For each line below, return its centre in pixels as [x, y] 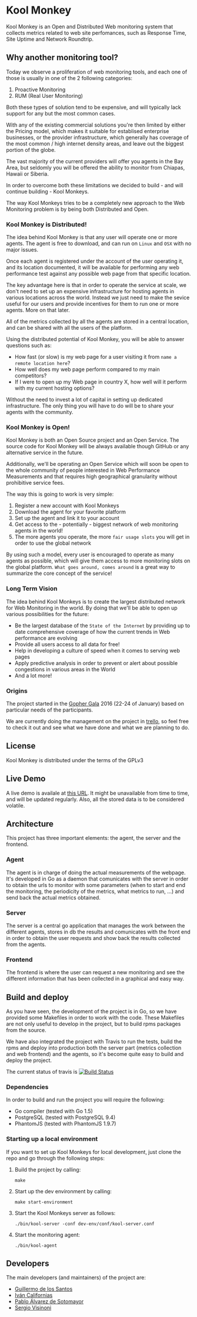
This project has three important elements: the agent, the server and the [94, 838]
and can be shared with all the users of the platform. [69, 328]
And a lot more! [33, 676]
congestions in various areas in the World [65, 669]
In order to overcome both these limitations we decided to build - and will [95, 185]
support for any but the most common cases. [61, 113]
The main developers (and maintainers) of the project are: [76, 1278]
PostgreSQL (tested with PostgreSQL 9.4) [65, 1117]
